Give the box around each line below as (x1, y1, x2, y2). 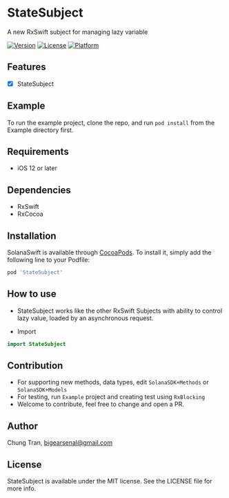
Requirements (7, 146, 69, 158)
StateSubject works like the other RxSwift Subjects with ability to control (17, 306, 223, 315)
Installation (7, 230, 57, 241)
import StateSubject (7, 340, 67, 347)
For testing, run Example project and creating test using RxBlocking (17, 393, 206, 401)
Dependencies (7, 184, 71, 196)
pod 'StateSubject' (7, 269, 63, 276)
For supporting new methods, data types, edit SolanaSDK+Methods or (17, 378, 209, 387)
